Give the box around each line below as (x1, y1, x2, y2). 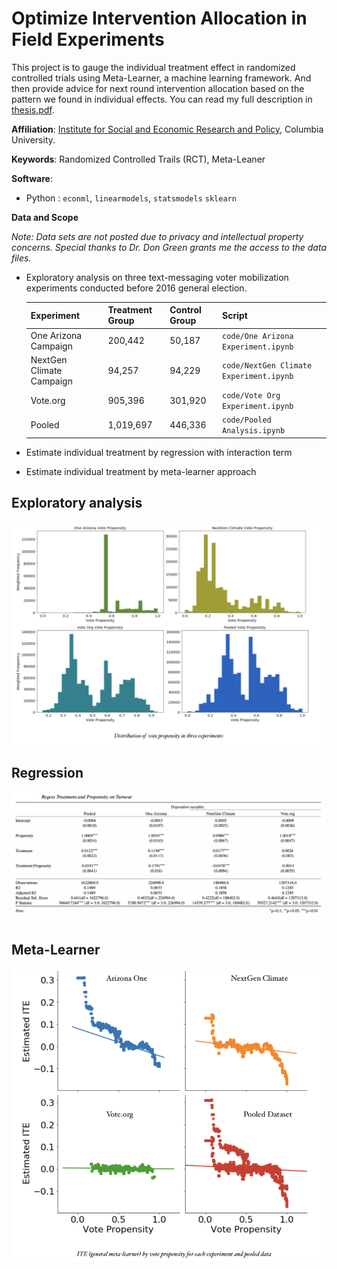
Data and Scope (11, 211, 79, 223)
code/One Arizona (221, 331, 294, 341)
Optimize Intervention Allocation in (11, 7, 308, 30)
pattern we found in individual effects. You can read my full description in (11, 93, 313, 105)
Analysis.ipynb (221, 426, 286, 436)
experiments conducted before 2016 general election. (25, 282, 248, 294)
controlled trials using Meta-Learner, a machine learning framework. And (11, 72, 312, 84)
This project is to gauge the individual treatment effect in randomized (11, 61, 296, 73)
